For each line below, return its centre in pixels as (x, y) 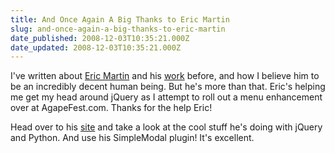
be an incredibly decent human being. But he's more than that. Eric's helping (168, 87)
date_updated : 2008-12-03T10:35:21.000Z (96, 47)
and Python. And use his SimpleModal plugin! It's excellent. (132, 138)
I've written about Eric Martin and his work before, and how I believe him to (165, 76)
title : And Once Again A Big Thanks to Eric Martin (120, 19)
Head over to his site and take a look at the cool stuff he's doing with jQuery (166, 127)
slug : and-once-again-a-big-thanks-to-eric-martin (118, 29)
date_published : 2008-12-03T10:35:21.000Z (100, 38)
